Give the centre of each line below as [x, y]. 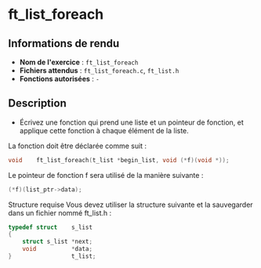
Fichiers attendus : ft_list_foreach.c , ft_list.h [99, 71]
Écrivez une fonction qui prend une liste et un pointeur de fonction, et [132, 122]
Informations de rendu [64, 43]
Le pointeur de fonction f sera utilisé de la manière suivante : [106, 175]
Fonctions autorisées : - [59, 79]
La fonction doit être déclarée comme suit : [78, 146]
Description [37, 103]
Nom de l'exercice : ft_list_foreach [79, 62]
